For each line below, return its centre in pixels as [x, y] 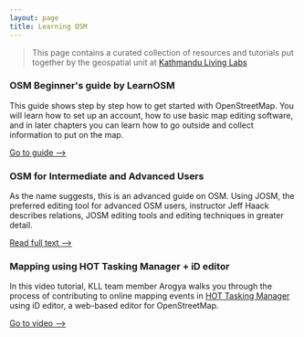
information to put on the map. [67, 134]
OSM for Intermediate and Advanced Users [107, 176]
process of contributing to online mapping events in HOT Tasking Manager [150, 296]
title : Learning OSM [49, 26]
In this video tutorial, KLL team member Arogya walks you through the [141, 286]
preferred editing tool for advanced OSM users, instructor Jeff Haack [139, 205]
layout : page [34, 18]
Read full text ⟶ [41, 243]
